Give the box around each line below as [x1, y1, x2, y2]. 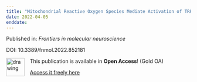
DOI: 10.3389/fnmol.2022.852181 [6, 47, 86, 54]
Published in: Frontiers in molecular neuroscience [6, 35, 126, 42]
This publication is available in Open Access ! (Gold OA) [29, 58, 164, 65]
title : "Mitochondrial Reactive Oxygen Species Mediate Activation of [6, 8, 182, 15]
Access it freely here [29, 69, 80, 76]
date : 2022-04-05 [6, 14, 49, 20]
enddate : [6, 19, 28, 25]
